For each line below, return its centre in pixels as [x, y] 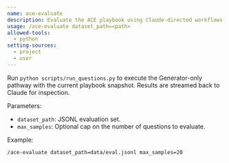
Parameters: [24, 106]
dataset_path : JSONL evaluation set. [69, 119]
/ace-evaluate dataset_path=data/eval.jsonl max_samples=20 [95, 152]
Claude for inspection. [39, 92]
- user [23, 58]
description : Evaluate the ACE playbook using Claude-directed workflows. [117, 20]
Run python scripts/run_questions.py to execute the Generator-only [105, 78]
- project [27, 52]
